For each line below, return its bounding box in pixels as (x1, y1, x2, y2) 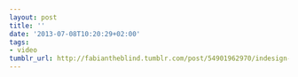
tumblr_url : (9, 54, 53, 63)
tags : (9, 37, 29, 47)
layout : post (9, 12, 58, 22)
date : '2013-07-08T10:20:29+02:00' (9, 29, 141, 38)
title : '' (9, 21, 46, 30)
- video (9, 46, 38, 55)
